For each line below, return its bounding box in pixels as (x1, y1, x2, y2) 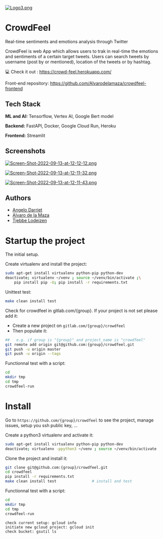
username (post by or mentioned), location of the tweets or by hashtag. (5, 59, 152, 65)
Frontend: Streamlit (5, 132, 46, 138)
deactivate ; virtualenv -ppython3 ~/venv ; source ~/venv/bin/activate (5, 446, 157, 451)
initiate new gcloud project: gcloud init (5, 525, 94, 530)
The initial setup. (5, 251, 39, 257)
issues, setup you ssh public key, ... (5, 422, 78, 428)
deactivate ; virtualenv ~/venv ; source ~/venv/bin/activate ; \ (5, 275, 141, 281)
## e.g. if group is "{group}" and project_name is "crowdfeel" (5, 337, 146, 342)
